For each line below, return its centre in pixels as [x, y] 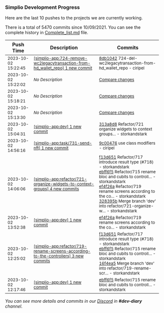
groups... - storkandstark [123, 134]
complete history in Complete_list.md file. [47, 33]
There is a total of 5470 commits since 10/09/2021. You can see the [73, 27]
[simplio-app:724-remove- [61, 58]
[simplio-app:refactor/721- [60, 179]
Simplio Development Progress [42, 7]
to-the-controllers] [52, 256]
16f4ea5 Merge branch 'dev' [127, 263]
